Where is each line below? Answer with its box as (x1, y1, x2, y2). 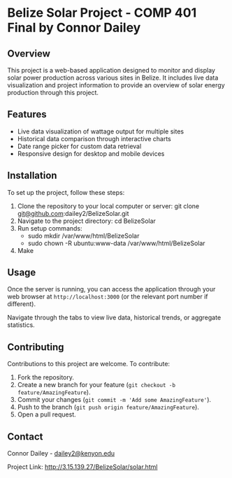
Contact (7, 430, 43, 442)
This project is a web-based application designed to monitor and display (7, 66, 215, 74)
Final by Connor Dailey (7, 20, 141, 36)
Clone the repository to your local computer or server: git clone (17, 201, 200, 210)
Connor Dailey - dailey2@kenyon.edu (7, 449, 115, 458)
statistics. (7, 321, 35, 329)
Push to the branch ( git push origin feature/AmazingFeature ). (17, 403, 199, 412)
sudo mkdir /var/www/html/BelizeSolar (27, 231, 140, 240)
